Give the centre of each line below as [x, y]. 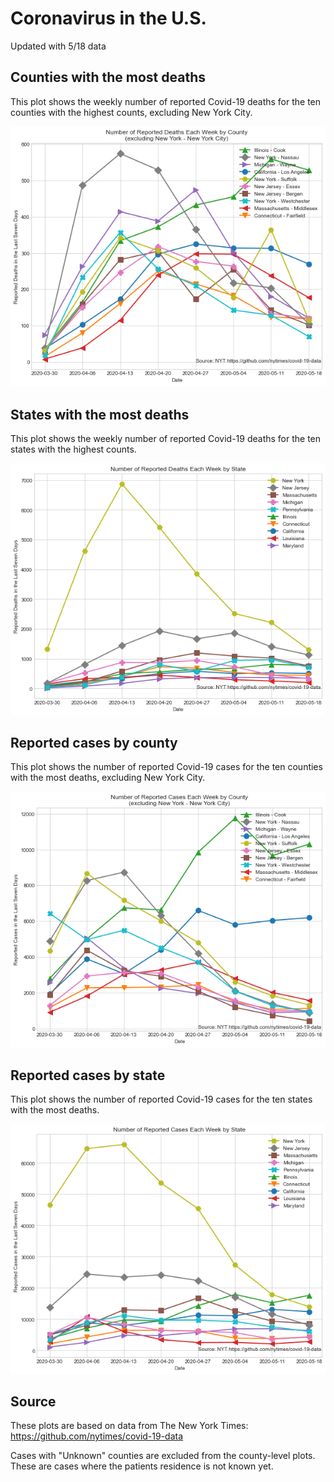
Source [33, 1401]
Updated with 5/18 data [58, 46]
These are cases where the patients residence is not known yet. [142, 1466]
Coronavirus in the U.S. [108, 18]
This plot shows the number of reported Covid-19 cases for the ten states [161, 1099]
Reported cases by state [88, 1075]
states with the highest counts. [73, 449]
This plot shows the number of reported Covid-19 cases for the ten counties [166, 767]
